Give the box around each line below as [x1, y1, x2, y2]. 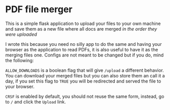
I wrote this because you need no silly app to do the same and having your [5, 41, 162, 47]
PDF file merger [5, 4, 73, 15]
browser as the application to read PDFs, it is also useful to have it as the [5, 46, 158, 52]
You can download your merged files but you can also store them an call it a [5, 72, 165, 78]
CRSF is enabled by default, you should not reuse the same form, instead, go [5, 93, 164, 99]
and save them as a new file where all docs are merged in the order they [5, 25, 157, 32]
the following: [5, 57, 34, 63]
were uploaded [5, 31, 37, 37]
